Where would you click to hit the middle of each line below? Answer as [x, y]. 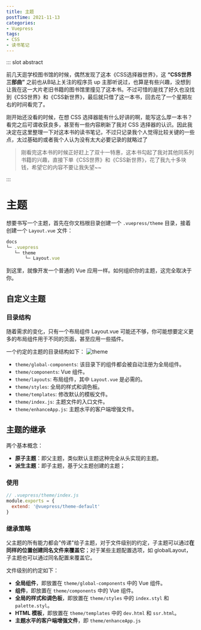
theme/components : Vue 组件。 [51, 372]
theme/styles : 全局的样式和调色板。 [59, 387]
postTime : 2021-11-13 [33, 17]
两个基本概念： [25, 445]
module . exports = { [31, 501]
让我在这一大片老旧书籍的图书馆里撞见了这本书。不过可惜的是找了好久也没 [98, 89]
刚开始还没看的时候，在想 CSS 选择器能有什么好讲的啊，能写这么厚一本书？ [100, 117]
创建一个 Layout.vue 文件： [39, 230]
